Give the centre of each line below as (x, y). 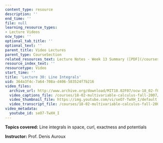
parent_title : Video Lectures (36, 50)
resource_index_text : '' (30, 64)
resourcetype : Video (26, 68)
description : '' (21, 14)
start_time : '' (20, 73)
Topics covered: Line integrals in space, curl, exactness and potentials (76, 127)
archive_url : (23, 91)
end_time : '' (18, 18)
